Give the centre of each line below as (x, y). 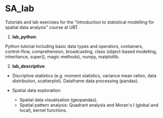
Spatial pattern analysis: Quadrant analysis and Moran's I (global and (89, 105)
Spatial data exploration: (37, 90)
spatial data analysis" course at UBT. (42, 27)
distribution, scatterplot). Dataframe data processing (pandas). (75, 81)
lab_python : (25, 37)
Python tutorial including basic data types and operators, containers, (74, 46)
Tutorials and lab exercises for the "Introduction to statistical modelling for (80, 22)
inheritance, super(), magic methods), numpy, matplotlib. (62, 56)
